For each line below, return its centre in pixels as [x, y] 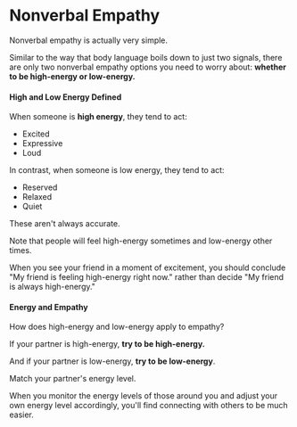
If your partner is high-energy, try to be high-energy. [107, 344]
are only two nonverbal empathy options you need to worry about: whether [148, 67]
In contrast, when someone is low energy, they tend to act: [117, 170]
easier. [21, 415]
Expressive [42, 144]
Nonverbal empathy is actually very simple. [88, 40]
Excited [36, 134]
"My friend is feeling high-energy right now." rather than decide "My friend [146, 277]
